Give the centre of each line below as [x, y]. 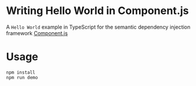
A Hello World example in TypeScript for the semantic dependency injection [98, 27]
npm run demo [22, 77]
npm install [21, 72]
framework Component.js [37, 33]
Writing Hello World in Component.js [98, 11]
